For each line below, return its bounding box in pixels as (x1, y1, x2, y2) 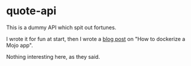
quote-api (6, 4, 57, 18)
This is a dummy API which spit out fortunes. (6, 24, 117, 31)
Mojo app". (6, 42, 33, 49)
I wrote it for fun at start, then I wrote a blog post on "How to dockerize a (6, 35, 186, 42)
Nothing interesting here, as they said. (6, 53, 101, 60)
